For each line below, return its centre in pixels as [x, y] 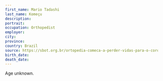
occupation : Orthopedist [30, 28]
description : [18, 19]
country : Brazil [21, 46]
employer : [15, 32]
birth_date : [17, 55]
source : [13, 50]
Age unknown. [19, 73]
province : [15, 41]
